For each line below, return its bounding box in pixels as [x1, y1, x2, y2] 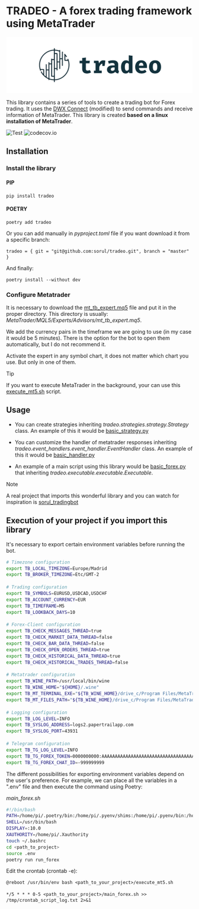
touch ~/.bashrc [6, 838, 46, 844]
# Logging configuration [6, 710, 68, 715]
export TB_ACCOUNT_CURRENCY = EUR [6, 597, 86, 603]
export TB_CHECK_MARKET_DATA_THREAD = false [6, 634, 113, 641]
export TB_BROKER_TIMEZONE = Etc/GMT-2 [6, 572, 99, 578]
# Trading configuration [6, 584, 68, 590]
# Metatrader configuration [6, 672, 76, 678]
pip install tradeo [6, 193, 54, 199]
